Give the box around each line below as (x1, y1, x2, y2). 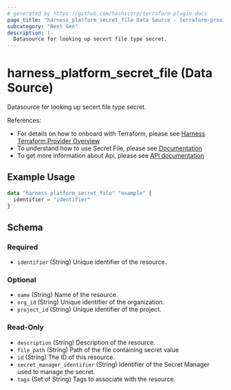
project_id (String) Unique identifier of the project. (16, 305, 162, 314)
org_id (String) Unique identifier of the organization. (16, 298, 165, 307)
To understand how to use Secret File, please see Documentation (16, 144, 203, 152)
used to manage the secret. (16, 367, 96, 376)
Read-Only (7, 322, 45, 332)
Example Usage (7, 172, 76, 183)
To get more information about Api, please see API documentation (16, 152, 205, 160)
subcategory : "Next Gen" (7, 23, 78, 30)
